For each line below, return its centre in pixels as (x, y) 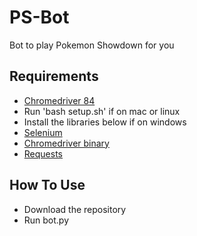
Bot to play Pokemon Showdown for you (92, 45)
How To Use (47, 185)
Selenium (43, 132)
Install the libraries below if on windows (105, 122)
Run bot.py (46, 220)
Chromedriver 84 (59, 100)
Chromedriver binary (66, 143)
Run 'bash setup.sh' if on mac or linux (102, 111)
